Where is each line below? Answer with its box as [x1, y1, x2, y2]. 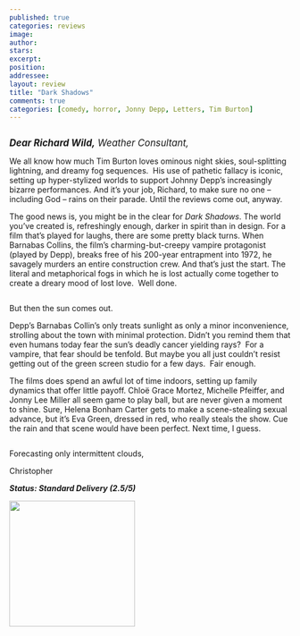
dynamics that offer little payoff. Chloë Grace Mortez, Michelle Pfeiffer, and [9, 386, 285, 396]
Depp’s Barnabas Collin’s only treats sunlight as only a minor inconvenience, [9, 320, 289, 331]
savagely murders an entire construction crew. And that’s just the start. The [9, 259, 286, 269]
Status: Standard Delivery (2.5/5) [9, 483, 137, 494]
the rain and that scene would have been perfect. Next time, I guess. [9, 423, 262, 434]
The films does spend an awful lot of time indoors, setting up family [9, 376, 257, 386]
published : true [9, 13, 70, 22]
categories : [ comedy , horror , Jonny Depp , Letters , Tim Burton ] [9, 105, 254, 114]
